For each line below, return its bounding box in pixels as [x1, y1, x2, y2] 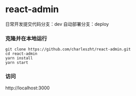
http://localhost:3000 [5, 85, 50, 91]
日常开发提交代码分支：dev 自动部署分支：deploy [5, 21, 109, 27]
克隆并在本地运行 [5, 35, 47, 42]
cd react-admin [5, 51, 38, 56]
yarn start [5, 60, 29, 66]
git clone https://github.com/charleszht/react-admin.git [5, 47, 131, 52]
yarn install [5, 56, 33, 61]
